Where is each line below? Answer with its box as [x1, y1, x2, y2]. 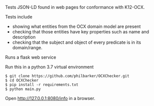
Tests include [5, 14, 33, 19]
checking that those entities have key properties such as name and [12, 29, 150, 34]
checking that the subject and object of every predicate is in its [12, 39, 141, 45]
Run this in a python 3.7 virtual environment [5, 64, 94, 70]
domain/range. [12, 45, 43, 50]
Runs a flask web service [5, 54, 56, 60]
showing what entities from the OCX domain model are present [12, 23, 141, 29]
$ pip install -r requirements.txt [5, 82, 79, 87]
